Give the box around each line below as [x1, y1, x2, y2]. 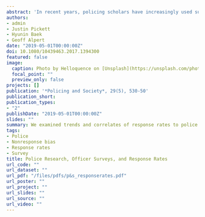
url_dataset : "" [6, 167, 48, 173]
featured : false [6, 54, 48, 60]
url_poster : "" [6, 179, 45, 185]
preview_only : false [12, 77, 64, 83]
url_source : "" [6, 195, 45, 201]
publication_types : [6, 99, 56, 105]
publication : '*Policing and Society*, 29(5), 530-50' [6, 88, 149, 94]
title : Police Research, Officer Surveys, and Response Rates [6, 156, 168, 162]
